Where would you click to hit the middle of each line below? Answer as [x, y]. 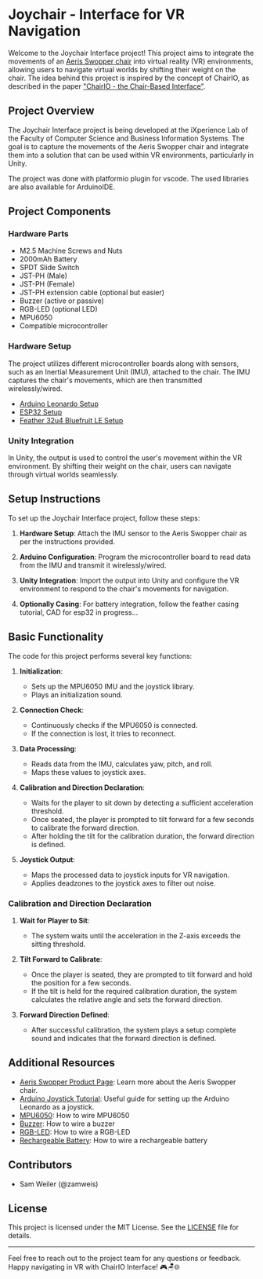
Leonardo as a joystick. [57, 1107]
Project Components [59, 212]
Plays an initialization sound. [77, 694]
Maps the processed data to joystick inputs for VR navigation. [130, 875]
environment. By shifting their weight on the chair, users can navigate [120, 466]
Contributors [40, 1165]
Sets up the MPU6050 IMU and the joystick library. [113, 686]
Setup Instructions [54, 499]
